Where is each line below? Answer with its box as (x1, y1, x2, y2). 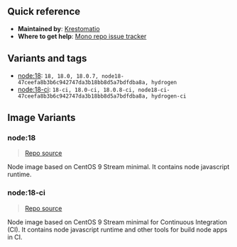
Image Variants (7, 112, 76, 124)
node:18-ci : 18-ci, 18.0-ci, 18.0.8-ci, (17, 85, 136, 93)
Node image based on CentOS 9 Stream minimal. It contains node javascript (7, 163, 230, 171)
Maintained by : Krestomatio (17, 24, 101, 33)
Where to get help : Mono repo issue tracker (17, 32, 147, 40)
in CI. (7, 233, 23, 241)
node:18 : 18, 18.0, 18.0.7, (17, 71, 99, 80)
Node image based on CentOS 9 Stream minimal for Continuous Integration (7, 217, 228, 226)
